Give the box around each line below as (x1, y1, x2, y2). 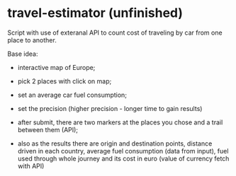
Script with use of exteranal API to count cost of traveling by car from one (7, 28, 223, 37)
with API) (17, 161, 45, 170)
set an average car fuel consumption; (17, 90, 128, 99)
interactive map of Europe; (17, 63, 96, 71)
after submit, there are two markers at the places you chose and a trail (17, 118, 223, 127)
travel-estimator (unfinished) (7, 5, 183, 21)
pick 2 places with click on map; (17, 76, 112, 86)
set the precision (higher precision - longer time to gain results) (17, 104, 203, 112)
